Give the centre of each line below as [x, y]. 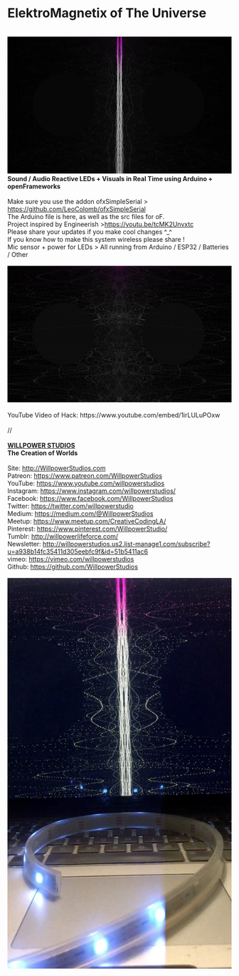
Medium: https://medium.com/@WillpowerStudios [80, 513]
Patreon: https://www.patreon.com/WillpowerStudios [85, 475]
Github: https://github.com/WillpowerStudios [73, 566]
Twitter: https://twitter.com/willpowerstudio [70, 506]
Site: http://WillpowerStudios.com [57, 468]
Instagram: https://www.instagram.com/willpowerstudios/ [92, 491]
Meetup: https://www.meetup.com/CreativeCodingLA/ [87, 521]
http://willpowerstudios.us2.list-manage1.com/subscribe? [126, 544]
